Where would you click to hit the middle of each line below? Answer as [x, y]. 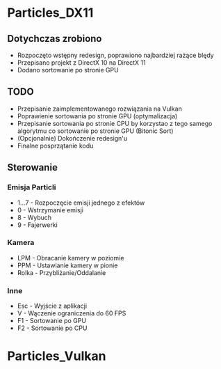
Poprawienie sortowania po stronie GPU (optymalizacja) [97, 116]
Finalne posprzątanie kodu [55, 146]
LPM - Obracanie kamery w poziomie [71, 258]
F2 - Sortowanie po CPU [52, 328]
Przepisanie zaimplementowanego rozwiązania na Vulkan [99, 109]
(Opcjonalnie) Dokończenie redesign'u [72, 138]
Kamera [21, 243]
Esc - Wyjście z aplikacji [52, 306]
